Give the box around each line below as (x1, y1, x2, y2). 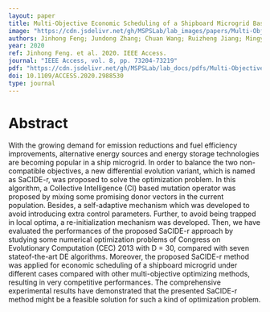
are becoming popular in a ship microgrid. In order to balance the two (8, 158, 239, 168)
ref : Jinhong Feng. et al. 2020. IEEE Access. (8, 49, 167, 57)
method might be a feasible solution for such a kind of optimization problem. (8, 295, 261, 305)
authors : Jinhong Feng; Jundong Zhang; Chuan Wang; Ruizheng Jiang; (8, 34, 243, 43)
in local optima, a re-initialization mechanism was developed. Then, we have (8, 218, 261, 227)
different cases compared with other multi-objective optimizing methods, (8, 269, 251, 279)
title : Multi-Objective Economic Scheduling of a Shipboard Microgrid (8, 19, 250, 27)
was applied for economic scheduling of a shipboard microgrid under (8, 260, 238, 270)
